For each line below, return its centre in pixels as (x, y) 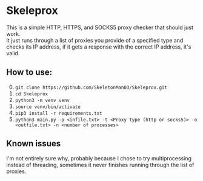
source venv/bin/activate (48, 107)
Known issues (34, 144)
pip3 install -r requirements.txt (58, 113)
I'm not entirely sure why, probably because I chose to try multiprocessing (99, 158)
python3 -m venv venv (42, 100)
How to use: (29, 73)
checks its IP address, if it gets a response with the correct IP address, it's (99, 47)
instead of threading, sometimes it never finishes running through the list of (100, 165)
